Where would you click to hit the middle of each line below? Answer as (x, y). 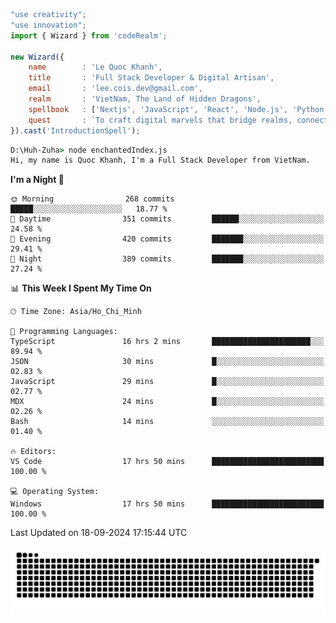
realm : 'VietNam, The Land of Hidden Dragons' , (145, 99)
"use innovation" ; (48, 25)
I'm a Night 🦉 (37, 180)
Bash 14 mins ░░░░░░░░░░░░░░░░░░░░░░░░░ (167, 422)
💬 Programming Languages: (64, 332)
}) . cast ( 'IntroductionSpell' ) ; (75, 130)
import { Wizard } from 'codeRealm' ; (89, 35)
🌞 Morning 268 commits (92, 199)
